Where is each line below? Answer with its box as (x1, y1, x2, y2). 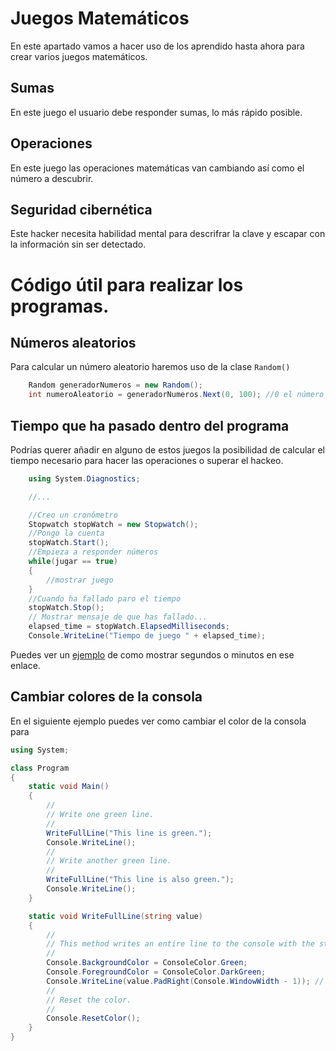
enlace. (10, 659, 41, 671)
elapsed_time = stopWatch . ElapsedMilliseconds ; (28, 622, 230, 632)
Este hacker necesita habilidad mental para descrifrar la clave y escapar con (10, 228, 326, 240)
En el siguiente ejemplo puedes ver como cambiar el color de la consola (10, 715, 307, 727)
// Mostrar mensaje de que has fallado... (28, 612, 208, 622)
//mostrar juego (46, 575, 114, 585)
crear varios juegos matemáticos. (10, 50, 148, 62)
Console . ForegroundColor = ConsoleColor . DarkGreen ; (46, 967, 267, 977)
